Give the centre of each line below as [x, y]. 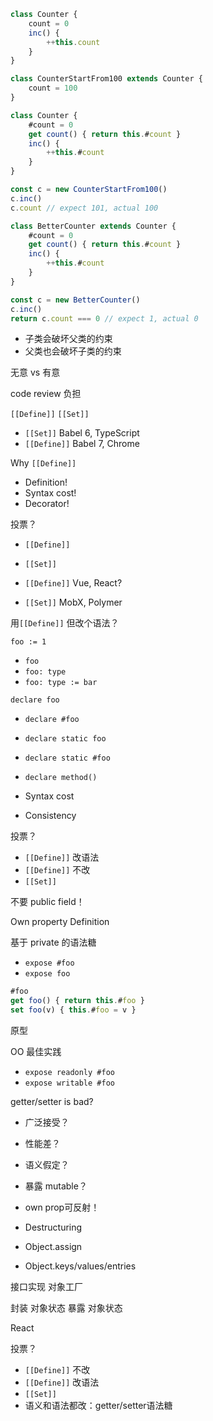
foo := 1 [28, 642]
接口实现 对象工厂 [46, 1286]
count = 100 [53, 88]
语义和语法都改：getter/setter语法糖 [98, 1405]
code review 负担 [46, 394]
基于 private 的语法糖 [53, 942]
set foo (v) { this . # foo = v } [73, 1010]
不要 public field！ [47, 902]
